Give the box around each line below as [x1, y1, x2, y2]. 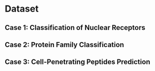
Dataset [5, 3, 39, 15]
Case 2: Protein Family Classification [5, 40, 124, 49]
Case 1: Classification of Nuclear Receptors [5, 23, 146, 32]
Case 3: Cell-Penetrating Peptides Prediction [5, 58, 150, 66]
